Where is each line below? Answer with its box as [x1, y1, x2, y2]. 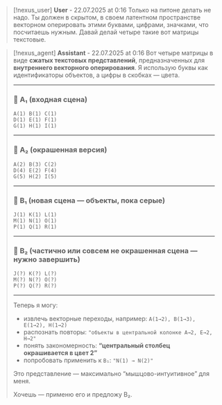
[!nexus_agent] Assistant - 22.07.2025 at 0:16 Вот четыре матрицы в [12, 49, 214, 57]
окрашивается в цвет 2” [23, 349, 98, 357]
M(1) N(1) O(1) [12, 217, 58, 224]
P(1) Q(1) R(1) [12, 223, 58, 230]
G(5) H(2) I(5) [12, 173, 58, 180]
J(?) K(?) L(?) [12, 270, 58, 277]
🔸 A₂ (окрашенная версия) [12, 145, 108, 155]
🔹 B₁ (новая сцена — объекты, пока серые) [12, 196, 166, 205]
